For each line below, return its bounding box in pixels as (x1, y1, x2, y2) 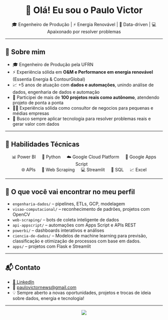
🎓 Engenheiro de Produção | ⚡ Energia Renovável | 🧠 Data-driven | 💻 (11, 21, 156, 27)
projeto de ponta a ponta (12, 100, 64, 106)
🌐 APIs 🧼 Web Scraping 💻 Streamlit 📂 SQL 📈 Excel (21, 166, 147, 172)
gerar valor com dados (12, 121, 59, 127)
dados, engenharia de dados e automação (12, 89, 100, 95)
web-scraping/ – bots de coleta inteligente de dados (12, 217, 119, 223)
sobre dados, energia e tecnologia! (12, 295, 84, 301)
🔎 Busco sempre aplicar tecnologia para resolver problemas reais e (12, 115, 151, 122)
